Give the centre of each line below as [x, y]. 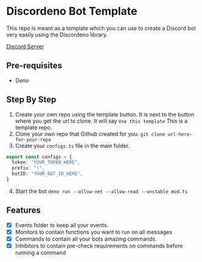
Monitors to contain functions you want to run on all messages [94, 232]
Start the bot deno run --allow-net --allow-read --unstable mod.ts [101, 191]
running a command [40, 253]
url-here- [180, 134]
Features [23, 210]
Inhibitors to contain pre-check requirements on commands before [99, 246]
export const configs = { [39, 157]
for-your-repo [33, 140]
